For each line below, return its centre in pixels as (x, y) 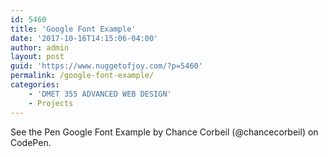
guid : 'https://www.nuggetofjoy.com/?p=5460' (106, 66)
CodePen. (31, 142)
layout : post (37, 57)
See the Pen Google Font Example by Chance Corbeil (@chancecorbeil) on (164, 132)
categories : (35, 85)
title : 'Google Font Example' (73, 29)
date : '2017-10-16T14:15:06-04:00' (84, 38)
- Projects (51, 103)
